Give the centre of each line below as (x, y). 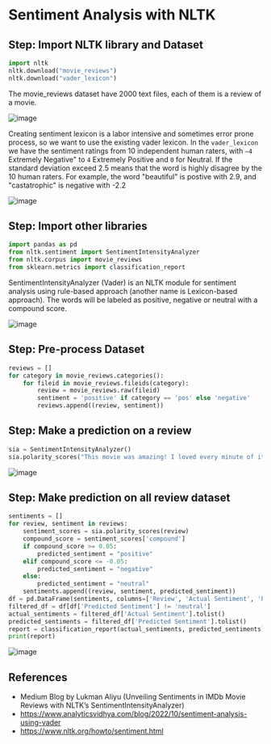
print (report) (32, 637)
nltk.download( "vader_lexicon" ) (63, 78)
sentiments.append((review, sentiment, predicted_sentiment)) (129, 591)
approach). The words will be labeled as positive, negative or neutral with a (133, 300)
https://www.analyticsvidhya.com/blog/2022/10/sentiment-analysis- (133, 714)
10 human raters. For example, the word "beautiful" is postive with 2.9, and (132, 176)
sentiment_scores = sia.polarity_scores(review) (106, 532)
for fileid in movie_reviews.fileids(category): (106, 383)
